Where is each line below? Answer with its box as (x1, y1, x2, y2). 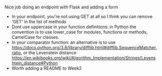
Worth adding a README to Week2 (11, 65, 82, 71)
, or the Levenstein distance (20, 50, 76, 56)
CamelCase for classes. (11, 34, 59, 40)
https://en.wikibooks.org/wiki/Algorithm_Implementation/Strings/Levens (11, 55, 156, 60)
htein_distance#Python (11, 60, 58, 66)
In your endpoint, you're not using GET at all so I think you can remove (11, 14, 153, 19)
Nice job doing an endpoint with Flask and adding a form (4, 4, 118, 10)
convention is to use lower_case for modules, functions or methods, (11, 29, 148, 35)
